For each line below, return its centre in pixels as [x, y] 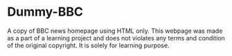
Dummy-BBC [45, 12]
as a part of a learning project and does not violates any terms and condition [116, 38]
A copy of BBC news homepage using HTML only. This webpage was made [115, 31]
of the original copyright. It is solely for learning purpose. [88, 45]
